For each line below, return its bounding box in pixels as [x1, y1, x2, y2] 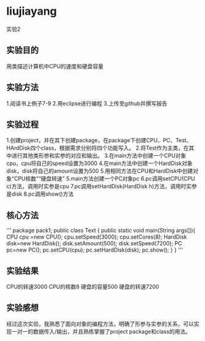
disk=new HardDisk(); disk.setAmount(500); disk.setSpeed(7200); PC [6, 240, 182, 247]
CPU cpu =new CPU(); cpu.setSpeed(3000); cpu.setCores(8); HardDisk [6, 233, 187, 240]
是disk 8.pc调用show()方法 [6, 190, 74, 197]
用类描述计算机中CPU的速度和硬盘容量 [6, 63, 104, 70]
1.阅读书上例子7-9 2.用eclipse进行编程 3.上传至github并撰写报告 [6, 99, 168, 107]
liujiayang [6, 4, 57, 18]
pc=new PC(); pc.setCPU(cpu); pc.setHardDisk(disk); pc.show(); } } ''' [6, 247, 184, 254]
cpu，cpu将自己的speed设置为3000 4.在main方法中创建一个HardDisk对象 [6, 159, 193, 167]
